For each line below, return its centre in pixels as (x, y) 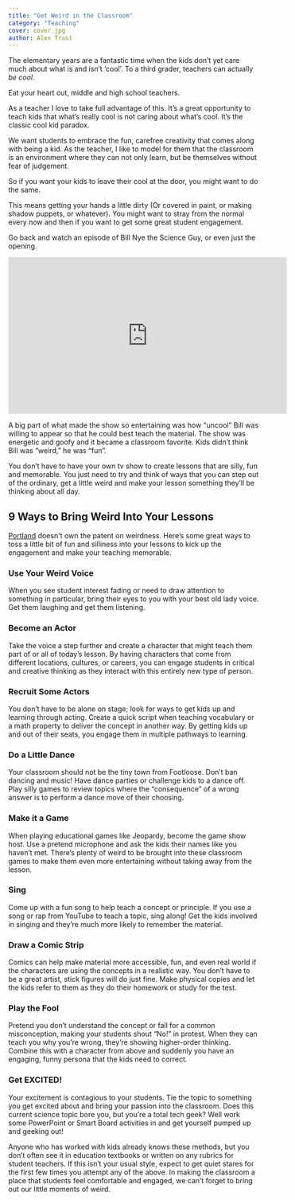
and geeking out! (36, 1131)
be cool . (21, 77)
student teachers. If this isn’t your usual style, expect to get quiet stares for (131, 1163)
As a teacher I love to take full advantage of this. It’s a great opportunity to (130, 108)
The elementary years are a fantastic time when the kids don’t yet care (124, 61)
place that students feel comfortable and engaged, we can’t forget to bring (130, 1180)
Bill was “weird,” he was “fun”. (58, 451)
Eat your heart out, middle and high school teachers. (94, 93)
